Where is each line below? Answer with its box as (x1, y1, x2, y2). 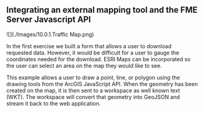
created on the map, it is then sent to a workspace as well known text (6, 87, 180, 94)
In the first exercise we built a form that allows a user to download (6, 42, 172, 49)
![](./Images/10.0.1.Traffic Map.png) (6, 31, 94, 38)
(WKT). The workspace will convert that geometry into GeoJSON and (6, 93, 180, 100)
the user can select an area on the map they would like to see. (6, 62, 163, 69)
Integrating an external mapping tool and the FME (6, 5, 198, 15)
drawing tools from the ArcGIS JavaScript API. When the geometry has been (6, 80, 198, 87)
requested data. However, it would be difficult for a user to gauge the (6, 49, 180, 56)
